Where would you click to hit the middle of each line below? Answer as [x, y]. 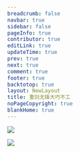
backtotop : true [31, 84]
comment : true [28, 71]
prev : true [23, 59]
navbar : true [26, 20]
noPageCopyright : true [40, 104]
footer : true [26, 78]
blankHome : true [31, 110]
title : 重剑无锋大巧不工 [39, 98]
